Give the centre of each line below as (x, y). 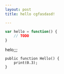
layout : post (18, 9)
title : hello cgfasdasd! (30, 14)
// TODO (21, 36)
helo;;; (11, 50)
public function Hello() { (32, 59)
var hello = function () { (31, 31)
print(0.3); (26, 63)
